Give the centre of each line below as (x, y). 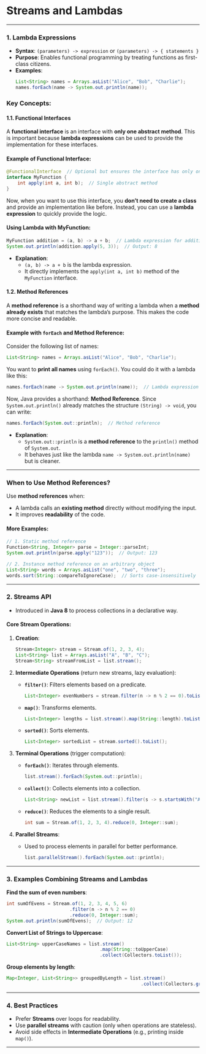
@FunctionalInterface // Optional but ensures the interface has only (100, 172)
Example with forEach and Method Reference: (65, 332)
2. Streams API (29, 597)
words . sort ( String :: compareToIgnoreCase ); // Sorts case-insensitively (101, 575)
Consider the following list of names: (53, 346)
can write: (19, 412)
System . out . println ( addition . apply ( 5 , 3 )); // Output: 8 (82, 246)
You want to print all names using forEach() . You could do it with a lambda (101, 369)
